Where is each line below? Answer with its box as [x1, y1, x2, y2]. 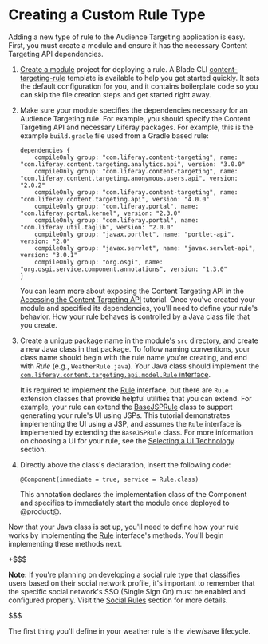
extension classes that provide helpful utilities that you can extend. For [19, 393, 253, 403]
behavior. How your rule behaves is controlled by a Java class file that [19, 312, 250, 321]
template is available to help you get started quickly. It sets [67, 73, 260, 82]
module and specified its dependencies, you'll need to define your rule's [19, 303, 258, 312]
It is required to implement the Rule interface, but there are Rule [19, 385, 229, 395]
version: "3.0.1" [19, 251, 78, 259]
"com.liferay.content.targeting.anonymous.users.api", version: [19, 174, 238, 182]
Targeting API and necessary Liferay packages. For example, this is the [19, 122, 254, 132]
